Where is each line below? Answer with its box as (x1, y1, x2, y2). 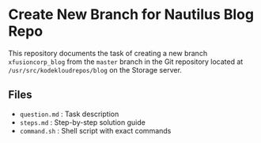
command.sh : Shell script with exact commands (19, 126, 172, 135)
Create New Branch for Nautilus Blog (8, 6, 255, 24)
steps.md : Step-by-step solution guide (19, 117, 146, 127)
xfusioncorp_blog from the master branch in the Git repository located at (8, 57, 244, 66)
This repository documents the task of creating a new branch (8, 48, 208, 58)
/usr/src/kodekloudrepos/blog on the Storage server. (8, 65, 182, 74)
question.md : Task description (19, 109, 119, 119)
